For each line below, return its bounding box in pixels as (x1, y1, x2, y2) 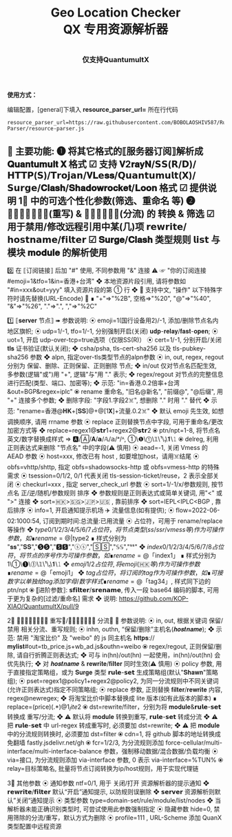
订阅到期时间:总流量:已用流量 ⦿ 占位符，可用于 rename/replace (42, 517, 223, 525)
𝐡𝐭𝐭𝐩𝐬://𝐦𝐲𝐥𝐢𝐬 (133, 633, 155, 642)
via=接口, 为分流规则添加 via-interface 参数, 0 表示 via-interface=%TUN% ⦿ (7, 756, 224, 764)
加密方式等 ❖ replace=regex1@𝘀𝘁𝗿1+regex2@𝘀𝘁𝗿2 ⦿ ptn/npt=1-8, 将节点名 (7, 426, 220, 435)
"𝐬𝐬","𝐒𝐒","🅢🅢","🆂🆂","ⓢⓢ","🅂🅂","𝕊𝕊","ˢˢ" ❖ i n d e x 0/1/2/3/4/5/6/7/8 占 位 (7, 543, 224, 551)
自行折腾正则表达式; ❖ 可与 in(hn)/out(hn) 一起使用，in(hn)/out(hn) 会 (22, 651, 221, 660)
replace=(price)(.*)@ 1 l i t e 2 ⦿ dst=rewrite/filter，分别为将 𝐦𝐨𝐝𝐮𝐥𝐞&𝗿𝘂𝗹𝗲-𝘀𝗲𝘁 (7, 702, 222, 713)
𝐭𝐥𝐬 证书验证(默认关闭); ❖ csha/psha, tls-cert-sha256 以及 (7, 344, 172, 353)
